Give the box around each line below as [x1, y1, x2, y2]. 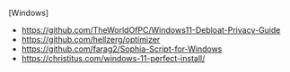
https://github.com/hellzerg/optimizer [21, 35, 161, 44]
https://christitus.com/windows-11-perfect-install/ [21, 53, 206, 63]
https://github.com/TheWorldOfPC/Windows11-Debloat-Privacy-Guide [21, 25, 281, 35]
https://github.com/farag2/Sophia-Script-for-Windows [21, 44, 223, 54]
